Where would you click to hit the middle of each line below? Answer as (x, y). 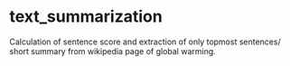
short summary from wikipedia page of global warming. (113, 51)
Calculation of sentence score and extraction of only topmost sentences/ (145, 42)
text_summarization (86, 17)
